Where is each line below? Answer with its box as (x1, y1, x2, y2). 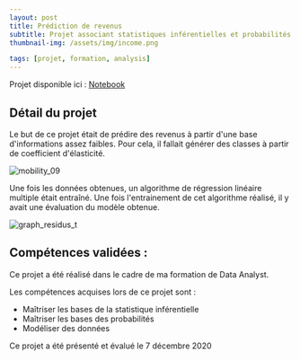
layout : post (9, 13, 58, 22)
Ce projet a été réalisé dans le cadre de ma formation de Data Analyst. (9, 268, 269, 279)
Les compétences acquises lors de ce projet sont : (9, 286, 196, 297)
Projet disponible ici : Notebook (9, 79, 126, 90)
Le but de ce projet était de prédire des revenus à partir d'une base (9, 128, 258, 139)
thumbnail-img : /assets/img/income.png (9, 38, 159, 48)
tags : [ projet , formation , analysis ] (9, 55, 151, 64)
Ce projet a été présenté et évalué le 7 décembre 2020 (9, 340, 213, 351)
